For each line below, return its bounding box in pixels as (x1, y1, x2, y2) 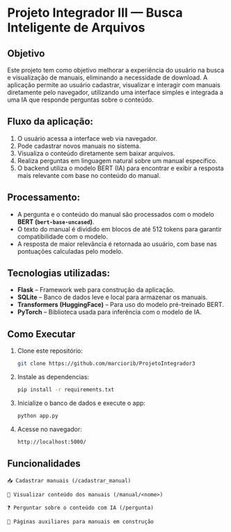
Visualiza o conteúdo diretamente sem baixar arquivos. (17, 149, 175, 158)
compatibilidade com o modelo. (17, 232, 108, 241)
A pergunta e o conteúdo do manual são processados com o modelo (17, 210, 214, 218)
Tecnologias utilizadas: (7, 267, 110, 280)
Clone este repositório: (17, 347, 83, 355)
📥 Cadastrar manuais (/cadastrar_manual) (7, 477, 132, 484)
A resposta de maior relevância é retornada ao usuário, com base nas (17, 239, 217, 248)
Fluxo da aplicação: (7, 116, 94, 128)
